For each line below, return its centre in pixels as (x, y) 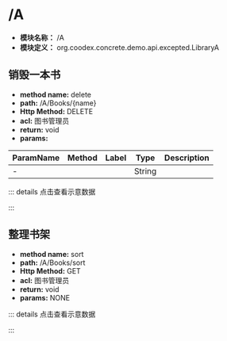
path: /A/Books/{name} (58, 103)
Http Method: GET (50, 270)
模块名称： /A (42, 37)
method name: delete (55, 94)
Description (187, 158)
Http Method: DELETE (56, 111)
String (145, 170)
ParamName (36, 158)
